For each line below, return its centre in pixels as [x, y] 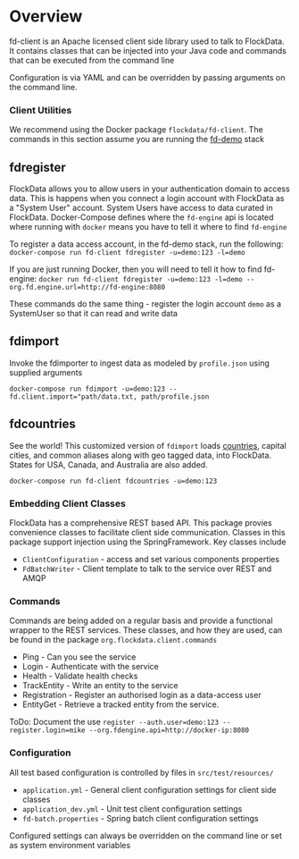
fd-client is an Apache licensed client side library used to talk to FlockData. [147, 41]
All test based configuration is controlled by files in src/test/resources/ [141, 772]
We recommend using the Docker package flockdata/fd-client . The [136, 130]
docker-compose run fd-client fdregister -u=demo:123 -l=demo [127, 253]
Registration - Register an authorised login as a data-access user [141, 695]
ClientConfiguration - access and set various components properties [150, 559]
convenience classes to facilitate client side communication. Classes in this [147, 532]
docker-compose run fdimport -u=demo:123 [87, 389]
